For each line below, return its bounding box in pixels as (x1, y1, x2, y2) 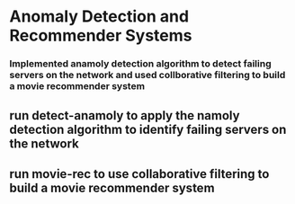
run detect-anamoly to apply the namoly (9, 108, 240, 123)
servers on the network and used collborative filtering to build (9, 69, 286, 82)
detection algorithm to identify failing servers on (9, 121, 287, 137)
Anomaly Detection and (9, 6, 190, 27)
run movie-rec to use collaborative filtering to (9, 166, 270, 182)
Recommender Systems (9, 25, 192, 46)
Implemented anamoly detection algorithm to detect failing (9, 58, 272, 70)
